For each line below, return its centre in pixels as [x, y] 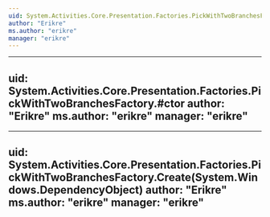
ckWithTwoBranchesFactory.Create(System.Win [133, 178]
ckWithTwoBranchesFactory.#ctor [97, 103]
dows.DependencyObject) [76, 190]
